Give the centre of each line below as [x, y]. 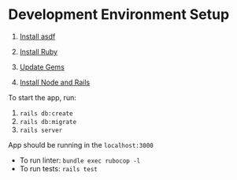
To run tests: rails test [59, 168]
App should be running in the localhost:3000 [81, 144]
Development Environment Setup [119, 15]
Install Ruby [38, 51]
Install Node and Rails [55, 82]
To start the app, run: [42, 97]
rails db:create [46, 113]
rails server [41, 130]
